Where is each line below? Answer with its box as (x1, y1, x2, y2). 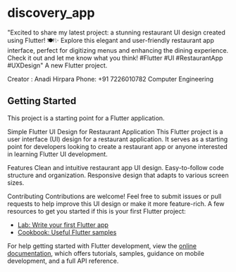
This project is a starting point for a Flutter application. (7, 114, 165, 122)
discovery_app (7, 5, 95, 21)
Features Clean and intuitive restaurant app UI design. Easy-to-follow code (7, 163, 224, 171)
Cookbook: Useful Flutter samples (17, 228, 117, 236)
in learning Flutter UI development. (7, 150, 108, 158)
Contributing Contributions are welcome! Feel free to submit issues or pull (7, 192, 222, 200)
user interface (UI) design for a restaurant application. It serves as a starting (7, 135, 228, 143)
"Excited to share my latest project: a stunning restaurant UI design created (7, 28, 225, 37)
